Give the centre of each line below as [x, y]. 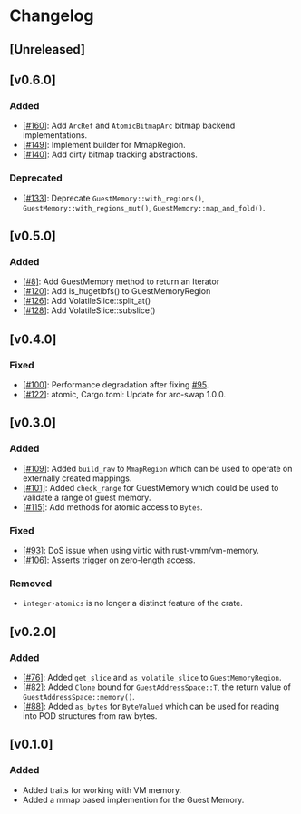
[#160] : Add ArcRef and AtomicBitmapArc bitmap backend [129, 126]
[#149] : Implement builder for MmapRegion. [104, 145]
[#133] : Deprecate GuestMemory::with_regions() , [113, 198]
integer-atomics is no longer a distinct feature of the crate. [132, 603]
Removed [31, 584]
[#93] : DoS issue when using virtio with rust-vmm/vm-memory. [141, 550]
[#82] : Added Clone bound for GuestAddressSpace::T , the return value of [157, 687]
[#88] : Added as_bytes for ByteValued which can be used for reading [150, 706]
